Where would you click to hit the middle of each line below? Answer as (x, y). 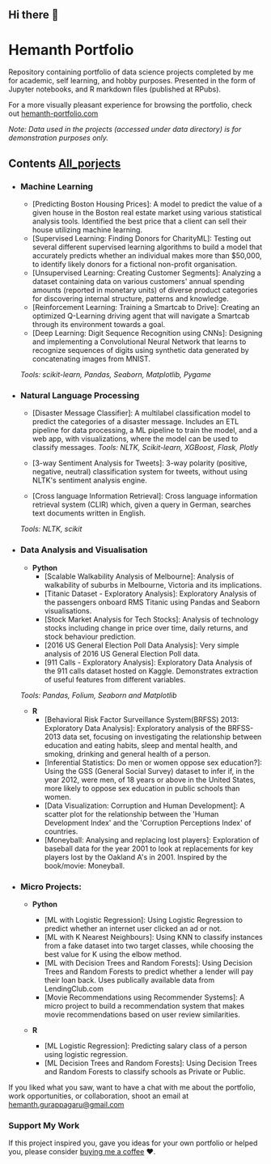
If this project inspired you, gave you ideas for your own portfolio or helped (133, 1143)
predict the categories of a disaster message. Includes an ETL (135, 422)
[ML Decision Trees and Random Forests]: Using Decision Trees (150, 1063)
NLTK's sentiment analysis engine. (89, 480)
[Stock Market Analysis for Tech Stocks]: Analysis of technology (151, 619)
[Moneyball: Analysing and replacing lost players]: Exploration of (152, 839)
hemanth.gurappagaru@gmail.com (66, 1104)
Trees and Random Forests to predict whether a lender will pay (149, 971)
